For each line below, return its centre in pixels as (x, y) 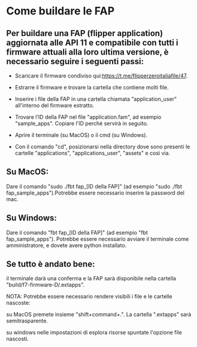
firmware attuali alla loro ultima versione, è (87, 52)
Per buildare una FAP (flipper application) (85, 33)
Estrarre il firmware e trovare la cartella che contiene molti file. (92, 87)
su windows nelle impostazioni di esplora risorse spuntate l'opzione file (94, 333)
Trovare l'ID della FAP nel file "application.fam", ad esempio (88, 117)
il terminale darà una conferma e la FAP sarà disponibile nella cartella (91, 279)
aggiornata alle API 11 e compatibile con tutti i (92, 42)
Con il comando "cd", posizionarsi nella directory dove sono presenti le (102, 146)
